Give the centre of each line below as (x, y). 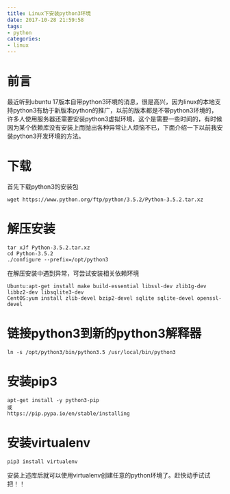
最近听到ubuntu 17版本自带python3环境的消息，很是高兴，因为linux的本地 (111, 102)
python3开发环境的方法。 (49, 136)
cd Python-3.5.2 (30, 254)
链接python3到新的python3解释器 (104, 333)
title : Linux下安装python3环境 (49, 13)
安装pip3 (32, 381)
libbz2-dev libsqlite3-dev (46, 292)
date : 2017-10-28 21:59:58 (46, 20)
